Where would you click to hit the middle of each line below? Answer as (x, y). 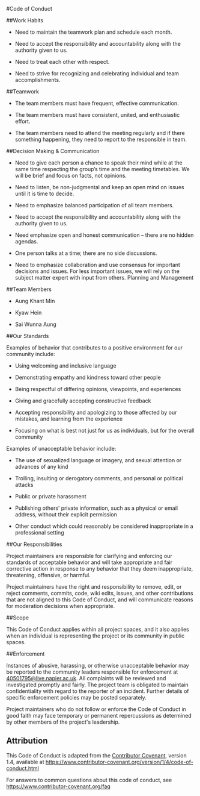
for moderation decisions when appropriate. (61, 606)
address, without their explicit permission (66, 514)
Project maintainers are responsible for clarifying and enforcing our (89, 556)
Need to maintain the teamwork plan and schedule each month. (93, 32)
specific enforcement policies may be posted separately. (77, 697)
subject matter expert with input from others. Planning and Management (104, 277)
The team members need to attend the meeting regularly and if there (100, 133)
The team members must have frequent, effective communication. (97, 103)
